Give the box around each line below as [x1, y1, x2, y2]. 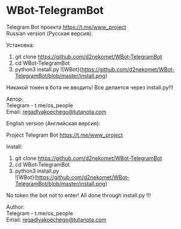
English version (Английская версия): [6, 119, 101, 126]
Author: [6, 203, 25, 210]
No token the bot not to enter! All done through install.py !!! [6, 191, 151, 198]
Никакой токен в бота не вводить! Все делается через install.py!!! [6, 83, 174, 91]
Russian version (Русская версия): [6, 29, 93, 37]
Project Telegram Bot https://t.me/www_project [6, 131, 123, 138]
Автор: [6, 95, 23, 103]
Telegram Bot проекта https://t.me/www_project [6, 23, 126, 31]
